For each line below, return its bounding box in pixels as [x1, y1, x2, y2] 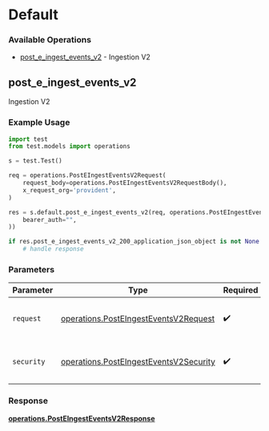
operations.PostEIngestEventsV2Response [8, 413, 155, 423]
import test [8, 135, 48, 143]
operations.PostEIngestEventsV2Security [60, 356, 216, 368]
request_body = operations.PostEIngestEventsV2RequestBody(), [22, 179, 227, 187]
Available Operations [8, 34, 92, 46]
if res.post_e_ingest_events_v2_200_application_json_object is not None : [8, 238, 263, 246]
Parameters [8, 264, 54, 276]
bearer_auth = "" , [22, 215, 78, 224]
